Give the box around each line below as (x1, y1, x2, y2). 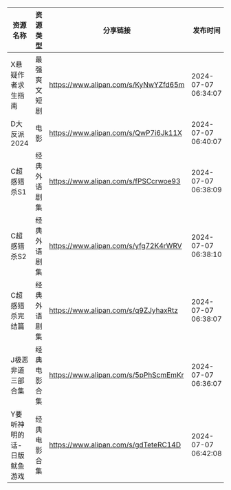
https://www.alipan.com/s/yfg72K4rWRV (49, 241, 182, 250)
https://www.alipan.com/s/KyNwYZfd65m (49, 80, 185, 89)
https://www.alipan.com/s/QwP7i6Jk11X (49, 128, 182, 137)
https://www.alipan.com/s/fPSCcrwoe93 (49, 176, 181, 185)
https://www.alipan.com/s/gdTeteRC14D (49, 440, 181, 449)
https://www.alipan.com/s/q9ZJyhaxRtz (49, 306, 179, 315)
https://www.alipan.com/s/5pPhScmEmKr (49, 370, 184, 380)
